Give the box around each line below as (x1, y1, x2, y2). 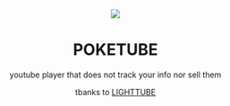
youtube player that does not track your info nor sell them (9, 69, 222, 80)
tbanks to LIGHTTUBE (75, 86, 156, 97)
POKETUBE (72, 40, 158, 60)
